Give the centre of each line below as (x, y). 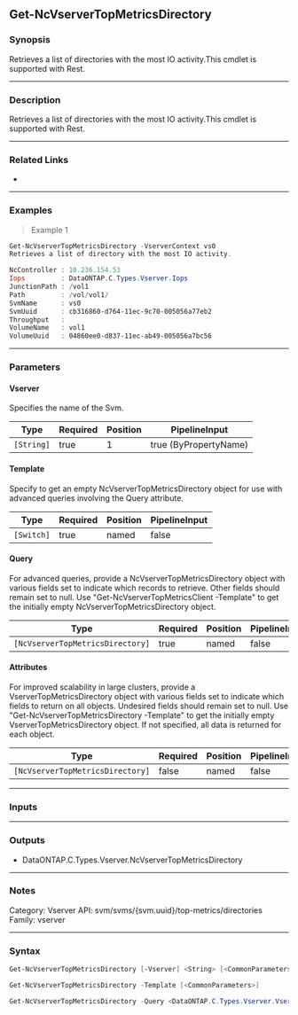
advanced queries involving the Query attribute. (97, 498)
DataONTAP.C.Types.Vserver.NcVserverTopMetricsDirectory (132, 860)
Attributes (28, 668)
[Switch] (32, 535)
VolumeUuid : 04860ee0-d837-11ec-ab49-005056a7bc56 (111, 336)
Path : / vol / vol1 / (59, 295)
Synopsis (30, 40)
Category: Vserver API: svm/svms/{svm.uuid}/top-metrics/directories (136, 910)
